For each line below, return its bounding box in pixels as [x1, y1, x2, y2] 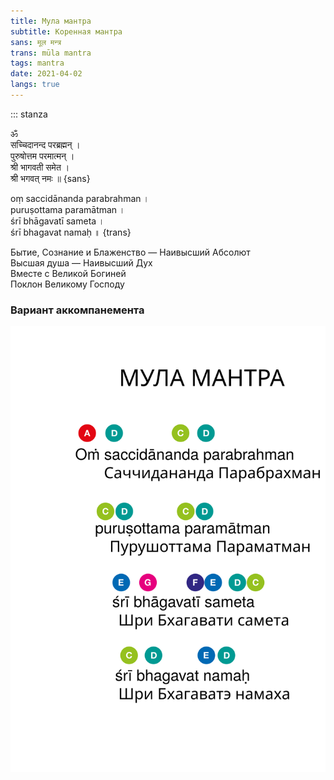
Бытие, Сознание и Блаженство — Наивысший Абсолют [10, 246, 251, 258]
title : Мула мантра [10, 16, 92, 26]
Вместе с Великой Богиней [10, 267, 127, 279]
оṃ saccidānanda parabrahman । [10, 192, 150, 204]
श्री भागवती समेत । [10, 161, 70, 173]
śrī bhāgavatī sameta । [10, 215, 105, 227]
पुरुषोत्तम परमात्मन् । [10, 150, 75, 162]
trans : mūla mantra [10, 48, 92, 58]
